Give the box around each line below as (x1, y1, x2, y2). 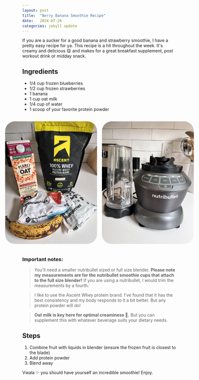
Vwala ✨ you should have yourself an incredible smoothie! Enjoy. (22, 370, 153, 376)
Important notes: (22, 255, 63, 262)
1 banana (29, 91, 48, 97)
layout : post (22, 8, 49, 13)
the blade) (29, 350, 50, 355)
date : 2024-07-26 (22, 18, 62, 23)
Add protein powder (29, 355, 70, 361)
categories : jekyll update (22, 24, 77, 28)
